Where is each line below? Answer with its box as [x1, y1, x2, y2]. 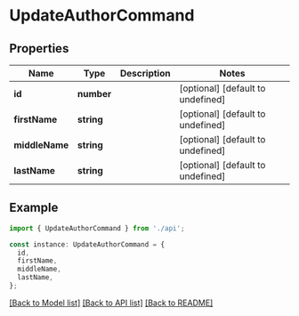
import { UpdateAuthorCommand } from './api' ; [9, 223, 185, 232]
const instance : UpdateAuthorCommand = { [9, 239, 166, 249]
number [77, 88, 112, 100]
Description [119, 68, 171, 79]
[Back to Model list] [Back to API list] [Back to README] [9, 297, 214, 308]
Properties [9, 41, 69, 56]
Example [9, 200, 59, 215]
